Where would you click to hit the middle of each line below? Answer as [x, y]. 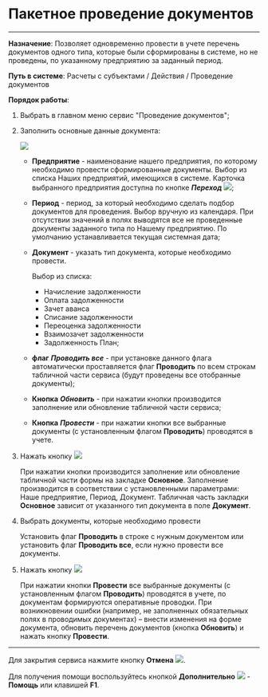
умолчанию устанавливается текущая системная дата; [126, 237]
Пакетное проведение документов [131, 14]
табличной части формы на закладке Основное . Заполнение [124, 480]
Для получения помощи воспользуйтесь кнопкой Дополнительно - [130, 676]
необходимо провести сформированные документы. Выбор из [139, 169]
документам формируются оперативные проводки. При [116, 602]
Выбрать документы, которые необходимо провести [110, 521]
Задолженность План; [81, 342]
